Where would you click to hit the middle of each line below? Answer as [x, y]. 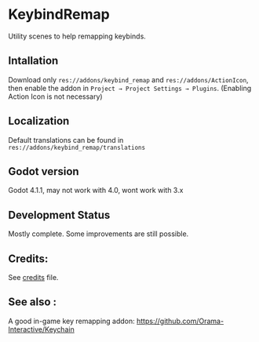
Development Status [59, 215]
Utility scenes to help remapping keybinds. [77, 36]
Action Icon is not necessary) [56, 96]
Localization [39, 121]
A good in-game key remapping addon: [71, 321]
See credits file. [33, 277]
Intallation [33, 61]
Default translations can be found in [66, 140]
